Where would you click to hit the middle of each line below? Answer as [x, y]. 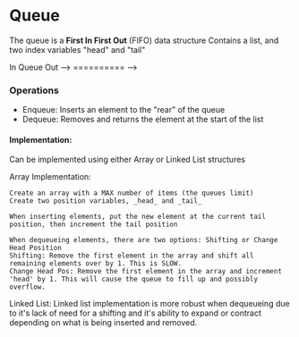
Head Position [36, 248]
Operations [34, 90]
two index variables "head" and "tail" [77, 49]
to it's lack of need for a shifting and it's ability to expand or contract [136, 313]
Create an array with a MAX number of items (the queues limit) [132, 193]
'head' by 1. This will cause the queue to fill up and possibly [133, 279]
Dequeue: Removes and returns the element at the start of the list [143, 119]
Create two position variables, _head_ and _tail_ [106, 201]
